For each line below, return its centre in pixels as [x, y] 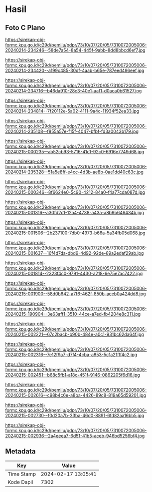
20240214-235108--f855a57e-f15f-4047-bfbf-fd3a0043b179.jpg [72, 131]
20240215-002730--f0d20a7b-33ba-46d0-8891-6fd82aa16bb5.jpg [75, 415]
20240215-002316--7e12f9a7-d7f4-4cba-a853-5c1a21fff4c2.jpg [71, 355]
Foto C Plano [25, 28]
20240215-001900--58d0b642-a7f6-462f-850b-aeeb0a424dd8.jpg [76, 294]
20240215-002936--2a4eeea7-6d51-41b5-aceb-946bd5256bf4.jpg [75, 436]
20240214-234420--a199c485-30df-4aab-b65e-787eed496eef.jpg [75, 70]
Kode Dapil [20, 482]
